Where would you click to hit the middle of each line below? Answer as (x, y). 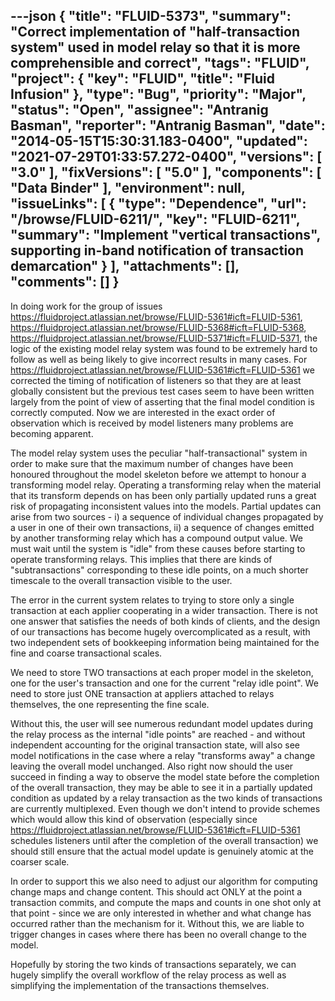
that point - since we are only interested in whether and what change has (161, 913)
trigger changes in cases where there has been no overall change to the (158, 934)
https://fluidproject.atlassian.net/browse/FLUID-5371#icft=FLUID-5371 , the (164, 338)
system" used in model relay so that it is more (155, 47)
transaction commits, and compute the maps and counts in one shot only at (166, 902)
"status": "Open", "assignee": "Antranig (139, 110)
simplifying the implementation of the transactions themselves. (140, 985)
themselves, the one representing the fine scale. (110, 704)
